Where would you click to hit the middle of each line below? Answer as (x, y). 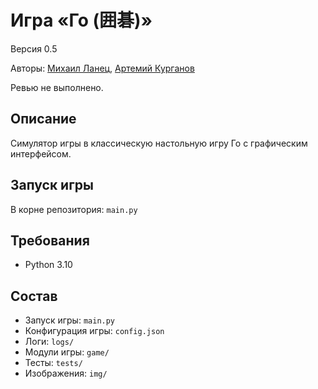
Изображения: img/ (66, 373)
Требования (50, 240)
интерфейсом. (41, 153)
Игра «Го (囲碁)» (81, 20)
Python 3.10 (48, 265)
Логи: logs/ (49, 342)
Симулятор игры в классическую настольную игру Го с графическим (159, 143)
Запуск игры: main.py (70, 320)
